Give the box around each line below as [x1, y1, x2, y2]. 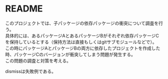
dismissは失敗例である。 [5, 68, 56, 74]
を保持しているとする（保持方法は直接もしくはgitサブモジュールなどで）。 [5, 38, 157, 45]
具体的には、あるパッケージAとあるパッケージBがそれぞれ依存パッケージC [5, 32, 159, 38]
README [5, 3, 43, 14]
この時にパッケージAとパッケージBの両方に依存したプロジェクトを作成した [5, 45, 160, 51]
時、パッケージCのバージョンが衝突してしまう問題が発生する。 [5, 51, 136, 57]
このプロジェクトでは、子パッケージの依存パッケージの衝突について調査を [5, 20, 159, 26]
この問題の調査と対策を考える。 [5, 57, 71, 63]
